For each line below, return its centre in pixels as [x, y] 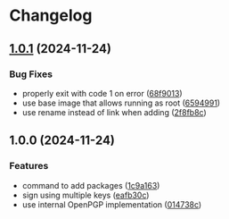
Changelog [51, 16]
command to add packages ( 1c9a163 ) [91, 185]
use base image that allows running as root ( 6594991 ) [121, 103]
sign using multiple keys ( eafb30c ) [86, 195]
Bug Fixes [31, 74]
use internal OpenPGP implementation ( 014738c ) [112, 204]
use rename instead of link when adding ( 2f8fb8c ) [114, 112]
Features [29, 166]
